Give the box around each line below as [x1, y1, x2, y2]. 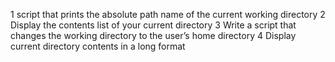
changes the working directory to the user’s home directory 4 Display [10, 30, 297, 41]
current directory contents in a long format [10, 40, 186, 52]
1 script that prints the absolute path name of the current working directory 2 [10, 9, 326, 20]
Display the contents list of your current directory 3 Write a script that [10, 19, 297, 31]
